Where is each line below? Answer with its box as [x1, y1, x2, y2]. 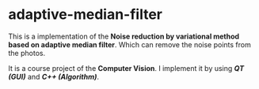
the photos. [8, 48, 46, 57]
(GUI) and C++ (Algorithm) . [8, 72, 99, 81]
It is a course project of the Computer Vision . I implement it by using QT [8, 63, 245, 72]
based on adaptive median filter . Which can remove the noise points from [8, 39, 251, 49]
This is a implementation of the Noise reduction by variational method [8, 32, 240, 41]
